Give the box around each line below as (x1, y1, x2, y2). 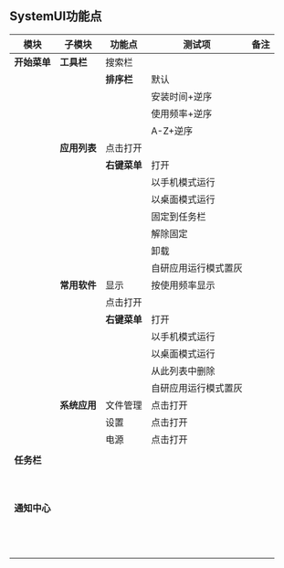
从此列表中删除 (151, 364, 216, 377)
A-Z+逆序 (151, 124, 194, 137)
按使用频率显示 (151, 278, 216, 291)
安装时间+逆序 (151, 90, 213, 102)
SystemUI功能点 (9, 8, 102, 25)
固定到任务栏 (151, 209, 207, 222)
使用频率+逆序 (151, 107, 213, 120)
